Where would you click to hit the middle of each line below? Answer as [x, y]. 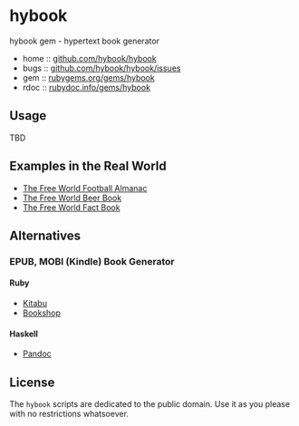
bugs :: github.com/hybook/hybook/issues [101, 68]
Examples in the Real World [88, 166]
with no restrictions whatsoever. [69, 414]
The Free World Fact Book [71, 207]
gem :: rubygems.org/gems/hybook [89, 77]
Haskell [24, 334]
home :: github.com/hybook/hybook [89, 58]
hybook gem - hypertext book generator [85, 41]
